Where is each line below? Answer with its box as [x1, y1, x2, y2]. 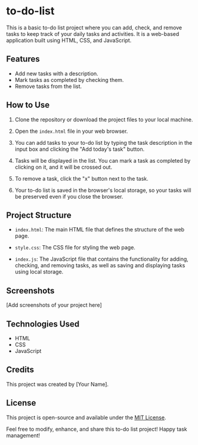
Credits [6, 365, 35, 375]
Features [6, 54, 40, 64]
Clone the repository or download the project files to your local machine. [14, 115, 193, 123]
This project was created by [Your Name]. [6, 380, 109, 388]
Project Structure [6, 210, 72, 220]
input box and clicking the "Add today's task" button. [14, 145, 145, 153]
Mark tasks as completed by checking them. [14, 76, 124, 83]
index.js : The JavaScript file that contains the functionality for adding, [14, 255, 189, 263]
